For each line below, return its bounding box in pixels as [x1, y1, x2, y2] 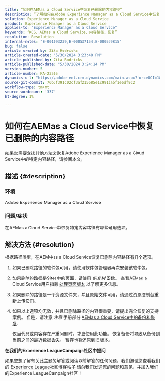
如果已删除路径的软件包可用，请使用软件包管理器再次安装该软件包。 [12, 264, 150, 270]
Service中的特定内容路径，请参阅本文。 [5, 156, 85, 162]
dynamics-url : [5, 76, 34, 80]
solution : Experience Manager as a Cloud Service [5, 16, 109, 21]
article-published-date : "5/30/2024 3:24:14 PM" [5, 62, 107, 67]
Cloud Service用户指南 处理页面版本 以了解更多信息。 [12, 281, 121, 287]
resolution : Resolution [5, 35, 54, 40]
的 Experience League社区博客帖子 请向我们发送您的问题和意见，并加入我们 [5, 364, 159, 370]
